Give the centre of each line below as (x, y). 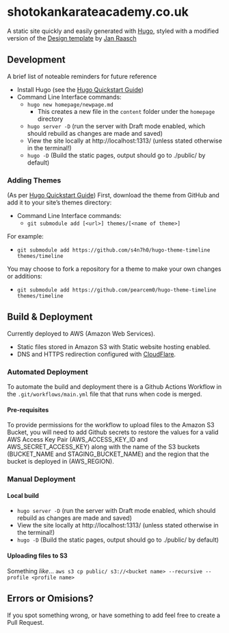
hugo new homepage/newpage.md (70, 105)
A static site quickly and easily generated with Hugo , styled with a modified (113, 31)
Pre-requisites (28, 409)
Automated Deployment (48, 372)
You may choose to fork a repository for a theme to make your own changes (114, 269)
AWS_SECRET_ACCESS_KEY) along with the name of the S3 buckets (104, 447)
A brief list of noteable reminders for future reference (82, 76)
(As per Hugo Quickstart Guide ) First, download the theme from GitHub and (113, 195)
